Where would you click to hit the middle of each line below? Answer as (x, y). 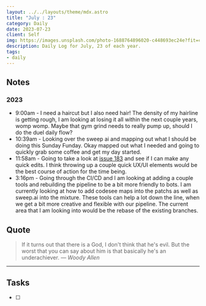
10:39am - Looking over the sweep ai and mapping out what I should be (106, 139)
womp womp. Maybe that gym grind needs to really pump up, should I (104, 126)
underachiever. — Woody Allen (60, 258)
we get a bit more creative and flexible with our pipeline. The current (102, 204)
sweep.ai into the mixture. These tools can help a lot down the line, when (107, 198)
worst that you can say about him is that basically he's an (94, 251)
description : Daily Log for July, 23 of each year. (74, 47)
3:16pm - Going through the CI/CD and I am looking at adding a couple (104, 178)
